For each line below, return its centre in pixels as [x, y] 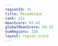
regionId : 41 [18, 9]
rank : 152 [15, 18]
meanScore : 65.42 [23, 23]
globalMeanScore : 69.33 [29, 27]
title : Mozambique [24, 14]
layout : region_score [27, 36]
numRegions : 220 [21, 32]
